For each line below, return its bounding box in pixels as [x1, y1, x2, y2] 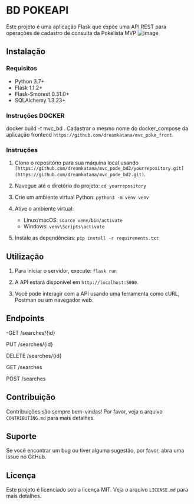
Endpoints [6, 314, 45, 324]
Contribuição [6, 392, 56, 402]
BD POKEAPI [6, 4, 69, 17]
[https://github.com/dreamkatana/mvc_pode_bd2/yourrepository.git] [14, 166, 184, 172]
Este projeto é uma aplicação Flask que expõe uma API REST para [6, 23, 167, 30]
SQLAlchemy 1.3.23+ [14, 96, 66, 104]
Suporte [6, 431, 37, 441]
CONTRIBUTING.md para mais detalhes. [6, 414, 96, 421]
